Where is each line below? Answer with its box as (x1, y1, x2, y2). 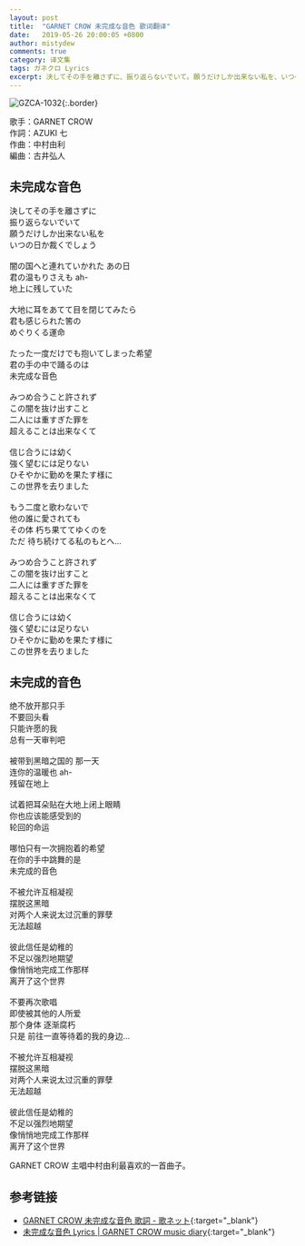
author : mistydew (9, 38, 75, 48)
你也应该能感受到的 (9, 810, 82, 822)
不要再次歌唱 (9, 996, 57, 1008)
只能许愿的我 (9, 723, 57, 734)
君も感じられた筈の (9, 315, 82, 326)
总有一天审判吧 (9, 735, 65, 746)
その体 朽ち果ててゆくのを (9, 524, 107, 535)
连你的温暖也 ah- (9, 766, 73, 777)
